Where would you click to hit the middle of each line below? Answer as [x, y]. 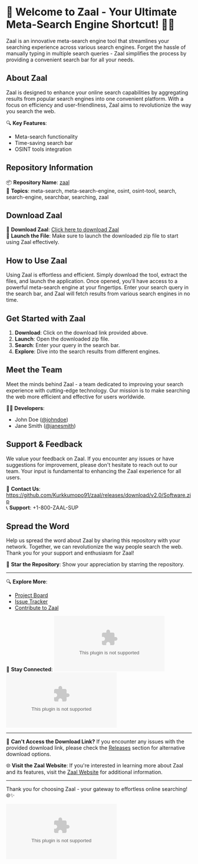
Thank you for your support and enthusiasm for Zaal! [70, 553]
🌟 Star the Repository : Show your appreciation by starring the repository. [95, 565]
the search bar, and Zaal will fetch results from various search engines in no [98, 294]
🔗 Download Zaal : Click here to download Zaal [63, 230]
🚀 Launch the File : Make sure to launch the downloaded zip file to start [92, 236]
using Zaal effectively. [33, 242]
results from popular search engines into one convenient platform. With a [95, 98]
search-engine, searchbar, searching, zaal [57, 197]
